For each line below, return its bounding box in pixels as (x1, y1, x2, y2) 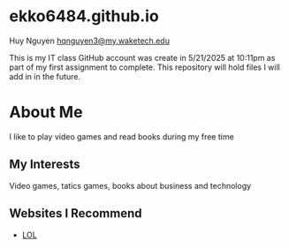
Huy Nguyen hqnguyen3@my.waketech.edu (9, 35, 171, 46)
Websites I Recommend (9, 206, 142, 222)
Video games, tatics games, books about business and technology (9, 180, 252, 191)
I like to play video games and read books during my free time (9, 131, 234, 142)
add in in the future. (9, 71, 81, 81)
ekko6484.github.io (9, 6, 159, 26)
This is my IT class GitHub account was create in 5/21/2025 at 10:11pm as (9, 52, 276, 63)
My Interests (9, 157, 80, 172)
